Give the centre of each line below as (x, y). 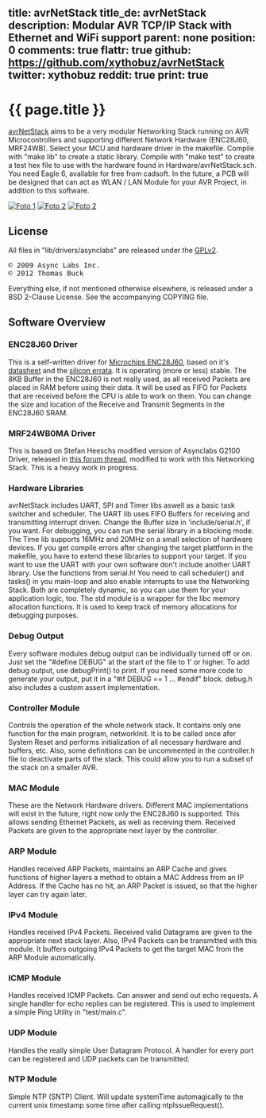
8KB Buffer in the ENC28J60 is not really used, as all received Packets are (129, 379)
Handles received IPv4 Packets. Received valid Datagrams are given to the (130, 932)
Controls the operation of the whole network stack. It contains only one (125, 725)
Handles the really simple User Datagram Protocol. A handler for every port (131, 1050)
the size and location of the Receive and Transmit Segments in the (116, 404)
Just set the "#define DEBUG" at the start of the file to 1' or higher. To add (129, 662)
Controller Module (44, 707)
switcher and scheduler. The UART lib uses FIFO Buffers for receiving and (129, 514)
